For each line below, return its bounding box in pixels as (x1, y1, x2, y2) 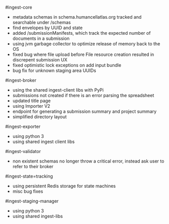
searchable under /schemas (12, 20, 71, 25)
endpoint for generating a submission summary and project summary (12, 108, 157, 114)
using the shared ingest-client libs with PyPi (12, 87, 104, 93)
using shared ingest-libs (12, 213, 63, 219)
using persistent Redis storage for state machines (12, 183, 116, 189)
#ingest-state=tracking (5, 173, 53, 179)
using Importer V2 (12, 103, 50, 109)
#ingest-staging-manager (5, 198, 59, 204)
